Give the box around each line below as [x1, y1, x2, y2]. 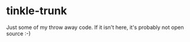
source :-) [6, 30, 31, 37]
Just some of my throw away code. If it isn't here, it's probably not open [6, 24, 184, 31]
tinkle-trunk [6, 4, 67, 18]
